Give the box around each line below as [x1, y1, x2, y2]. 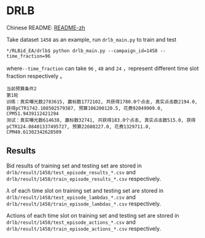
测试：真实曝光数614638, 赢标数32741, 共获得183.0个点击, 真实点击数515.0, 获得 [6, 117, 196, 123]
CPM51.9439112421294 [6, 110, 60, 117]
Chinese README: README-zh [6, 24, 85, 31]
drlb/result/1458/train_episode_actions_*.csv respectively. [6, 225, 161, 232]
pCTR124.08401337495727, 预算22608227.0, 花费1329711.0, [6, 123, 152, 129]
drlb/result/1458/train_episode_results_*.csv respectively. [6, 175, 161, 182]
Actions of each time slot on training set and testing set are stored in [6, 212, 179, 219]
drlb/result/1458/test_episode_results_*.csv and [6, 168, 136, 175]
